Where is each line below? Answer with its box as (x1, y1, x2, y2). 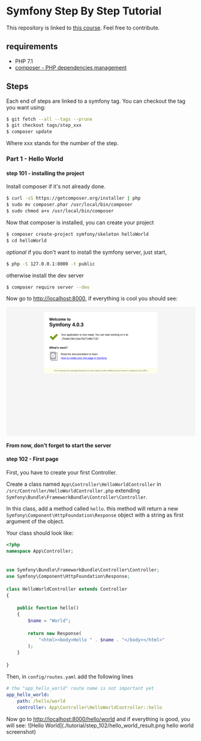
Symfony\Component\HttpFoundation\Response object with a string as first (6, 511, 184, 518)
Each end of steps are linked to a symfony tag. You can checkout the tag (6, 97, 186, 105)
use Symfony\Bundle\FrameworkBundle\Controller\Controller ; (6, 567, 160, 573)
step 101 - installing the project (6, 170, 85, 177)
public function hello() (17, 605, 79, 611)
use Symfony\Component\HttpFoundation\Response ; (6, 573, 130, 580)
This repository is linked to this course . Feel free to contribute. (6, 24, 160, 31)
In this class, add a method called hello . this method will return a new (6, 505, 179, 512)
